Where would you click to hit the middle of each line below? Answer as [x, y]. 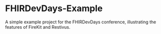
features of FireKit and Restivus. [38, 27]
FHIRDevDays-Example [54, 8]
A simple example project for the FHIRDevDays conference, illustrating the [81, 22]
